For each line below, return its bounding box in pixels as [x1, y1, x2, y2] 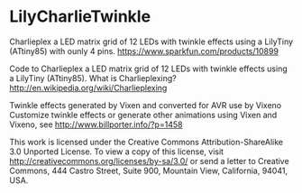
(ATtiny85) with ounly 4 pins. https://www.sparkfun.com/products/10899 [9, 45, 279, 56]
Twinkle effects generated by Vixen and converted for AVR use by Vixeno [9, 99, 282, 110]
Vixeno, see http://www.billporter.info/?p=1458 [9, 119, 183, 130]
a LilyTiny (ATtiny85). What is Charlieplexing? [9, 72, 178, 83]
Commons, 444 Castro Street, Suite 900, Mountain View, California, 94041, [9, 165, 288, 176]
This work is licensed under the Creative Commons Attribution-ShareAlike [9, 136, 284, 147]
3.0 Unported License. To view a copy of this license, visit [9, 146, 224, 157]
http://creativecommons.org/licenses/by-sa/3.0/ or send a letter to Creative [9, 155, 290, 166]
